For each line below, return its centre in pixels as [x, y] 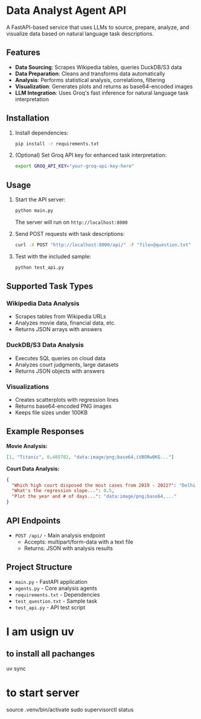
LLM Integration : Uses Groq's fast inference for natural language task [102, 93]
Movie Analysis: [27, 446]
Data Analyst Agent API [66, 11]
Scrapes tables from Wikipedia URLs [61, 317]
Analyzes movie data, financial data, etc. [65, 323]
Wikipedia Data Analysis [43, 303]
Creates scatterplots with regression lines [67, 400]
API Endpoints [33, 521]
